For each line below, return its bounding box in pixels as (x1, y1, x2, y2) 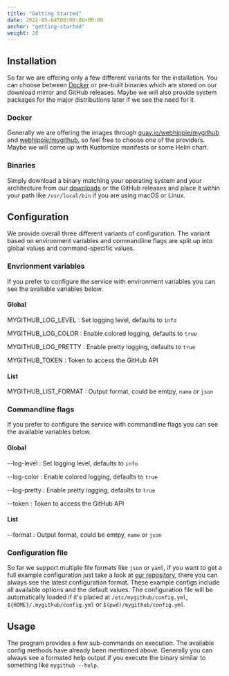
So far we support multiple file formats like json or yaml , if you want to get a (7, 564, 223, 572)
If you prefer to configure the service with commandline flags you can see (7, 420, 219, 429)
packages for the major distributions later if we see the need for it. (7, 96, 196, 104)
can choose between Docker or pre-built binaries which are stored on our (7, 81, 217, 89)
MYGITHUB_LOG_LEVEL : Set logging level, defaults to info (7, 316, 177, 324)
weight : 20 (7, 29, 39, 37)
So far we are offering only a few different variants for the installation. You (7, 73, 218, 82)
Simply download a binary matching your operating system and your (7, 176, 202, 184)
